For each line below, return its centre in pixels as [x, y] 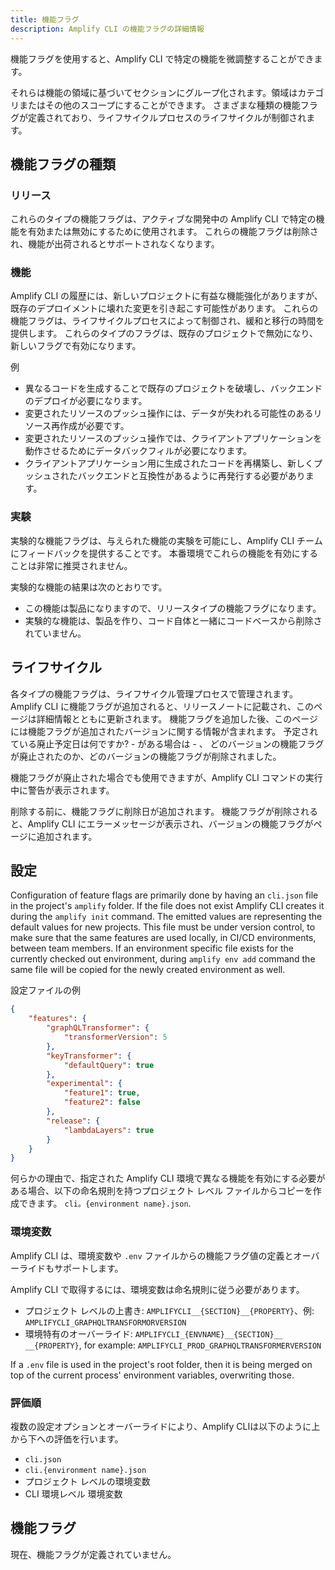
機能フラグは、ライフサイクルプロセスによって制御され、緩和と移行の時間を [167, 321]
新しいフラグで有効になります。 [76, 346]
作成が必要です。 [94, 426]
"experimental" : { [84, 1084]
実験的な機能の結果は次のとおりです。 [89, 587]
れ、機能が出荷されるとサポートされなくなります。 [115, 244]
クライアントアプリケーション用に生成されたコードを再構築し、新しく [169, 463]
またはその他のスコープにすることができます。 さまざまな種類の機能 [159, 105]
